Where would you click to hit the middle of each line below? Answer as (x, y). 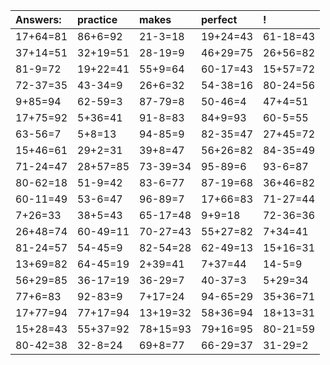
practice (97, 19)
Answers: (38, 19)
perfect (219, 19)
